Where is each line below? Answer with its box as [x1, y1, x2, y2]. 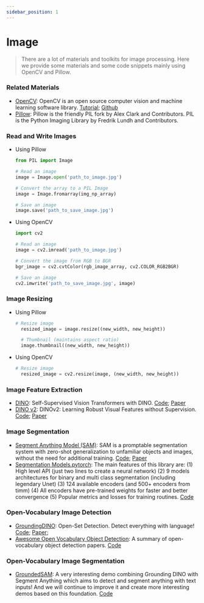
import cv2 [15, 230, 43, 236]
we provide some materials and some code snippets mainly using [21, 62, 186, 69]
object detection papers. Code [44, 541, 122, 549]
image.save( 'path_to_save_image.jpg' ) [15, 208, 114, 214]
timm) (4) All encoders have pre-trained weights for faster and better [15, 487, 188, 494]
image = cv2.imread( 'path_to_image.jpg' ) [15, 247, 122, 253]
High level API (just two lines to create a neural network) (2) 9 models [15, 467, 190, 474]
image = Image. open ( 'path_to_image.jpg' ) [15, 174, 122, 180]
